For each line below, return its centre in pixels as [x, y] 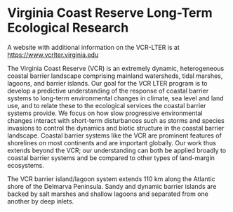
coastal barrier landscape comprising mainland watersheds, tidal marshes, [115, 76]
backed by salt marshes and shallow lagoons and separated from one [108, 194]
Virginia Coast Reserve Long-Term [110, 13]
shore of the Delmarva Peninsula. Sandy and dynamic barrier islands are [112, 186]
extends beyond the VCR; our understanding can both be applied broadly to [117, 150]
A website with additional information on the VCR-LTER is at [94, 47]
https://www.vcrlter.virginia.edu [53, 55]
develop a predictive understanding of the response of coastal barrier [108, 91]
